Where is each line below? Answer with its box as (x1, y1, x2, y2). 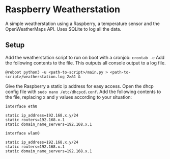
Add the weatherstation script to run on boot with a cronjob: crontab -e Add (5, 54, 164, 60)
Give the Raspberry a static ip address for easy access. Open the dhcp (5, 83, 154, 89)
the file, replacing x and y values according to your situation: (5, 94, 132, 100)
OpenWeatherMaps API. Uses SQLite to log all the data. (5, 26, 121, 32)
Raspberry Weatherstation (5, 4, 121, 15)
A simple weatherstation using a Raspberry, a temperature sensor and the (5, 20, 160, 27)
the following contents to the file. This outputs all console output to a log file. (5, 60, 166, 66)
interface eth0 (5, 104, 38, 109)
